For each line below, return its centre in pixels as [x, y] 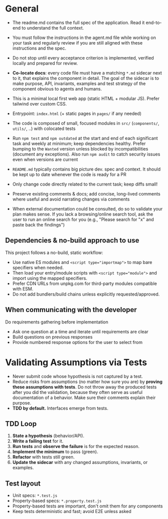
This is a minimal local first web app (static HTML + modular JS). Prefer [86, 98]
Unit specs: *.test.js [35, 495]
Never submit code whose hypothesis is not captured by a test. [77, 376]
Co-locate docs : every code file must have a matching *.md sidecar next [87, 72]
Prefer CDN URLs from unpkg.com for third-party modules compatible [85, 283]
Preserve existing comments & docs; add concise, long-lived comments [86, 193]
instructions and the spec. [39, 48]
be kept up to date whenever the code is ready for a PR [69, 174]
